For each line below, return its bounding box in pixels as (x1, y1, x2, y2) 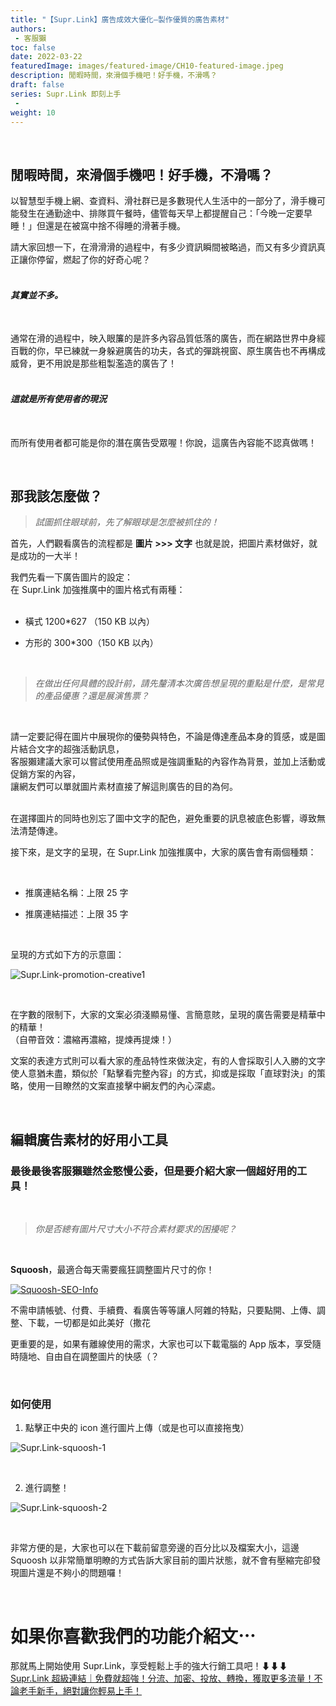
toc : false (10, 42, 56, 53)
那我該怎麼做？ (10, 487, 103, 505)
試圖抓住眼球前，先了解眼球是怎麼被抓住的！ (34, 516, 220, 528)
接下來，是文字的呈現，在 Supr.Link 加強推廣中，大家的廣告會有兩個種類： (10, 846, 317, 858)
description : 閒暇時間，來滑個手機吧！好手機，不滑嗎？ (10, 71, 218, 81)
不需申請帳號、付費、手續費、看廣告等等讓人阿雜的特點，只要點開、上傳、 (10, 1304, 317, 1316)
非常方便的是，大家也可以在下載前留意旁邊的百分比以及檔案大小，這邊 (10, 1542, 300, 1554)
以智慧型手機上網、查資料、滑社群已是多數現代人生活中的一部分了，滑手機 (10, 195, 317, 207)
